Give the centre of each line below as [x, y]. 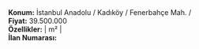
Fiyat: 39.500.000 [38, 21]
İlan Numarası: [33, 38]
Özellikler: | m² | [35, 29]
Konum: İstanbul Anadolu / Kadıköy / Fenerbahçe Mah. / [100, 13]
